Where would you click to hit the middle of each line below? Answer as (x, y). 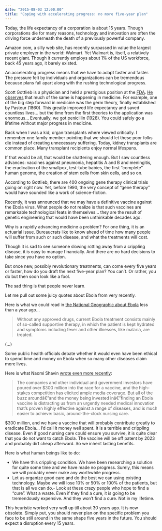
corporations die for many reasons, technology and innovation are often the (80, 33)
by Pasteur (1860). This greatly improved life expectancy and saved (72, 108)
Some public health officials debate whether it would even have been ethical (81, 353)
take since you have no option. (36, 257)
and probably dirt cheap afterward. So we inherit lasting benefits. (70, 443)
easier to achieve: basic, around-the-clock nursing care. (73, 413)
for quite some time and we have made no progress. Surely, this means (83, 467)
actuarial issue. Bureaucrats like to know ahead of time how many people (78, 232)
